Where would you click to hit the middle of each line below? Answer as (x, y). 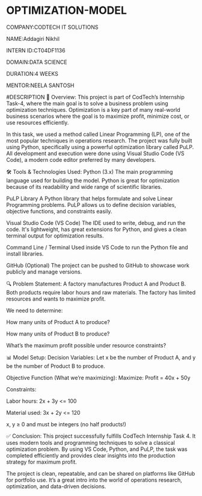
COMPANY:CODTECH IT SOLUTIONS (52, 27)
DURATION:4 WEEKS (32, 73)
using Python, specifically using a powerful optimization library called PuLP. (100, 147)
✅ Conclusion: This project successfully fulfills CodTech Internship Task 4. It (101, 436)
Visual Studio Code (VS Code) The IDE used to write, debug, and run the (96, 222)
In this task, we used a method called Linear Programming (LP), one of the (98, 134)
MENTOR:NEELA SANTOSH (40, 85)
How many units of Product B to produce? (58, 334)
